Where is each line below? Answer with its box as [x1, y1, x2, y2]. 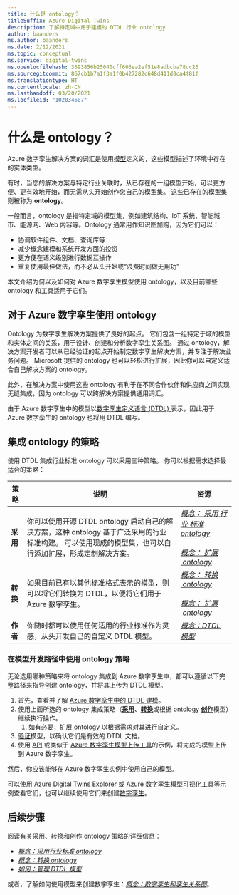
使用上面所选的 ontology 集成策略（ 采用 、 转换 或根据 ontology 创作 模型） [17, 705, 230, 713]
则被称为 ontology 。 [7, 196, 68, 205]
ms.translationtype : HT [7, 76, 78, 84]
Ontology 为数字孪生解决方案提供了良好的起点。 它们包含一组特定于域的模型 [7, 329, 231, 338]
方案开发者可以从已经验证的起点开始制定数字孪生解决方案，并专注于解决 [13, 347, 225, 356]
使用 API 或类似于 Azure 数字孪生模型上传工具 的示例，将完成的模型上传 [17, 740, 227, 749]
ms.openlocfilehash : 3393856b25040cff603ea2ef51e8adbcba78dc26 [7, 63, 199, 71]
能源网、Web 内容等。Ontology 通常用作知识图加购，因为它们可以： [19, 220, 219, 229]
